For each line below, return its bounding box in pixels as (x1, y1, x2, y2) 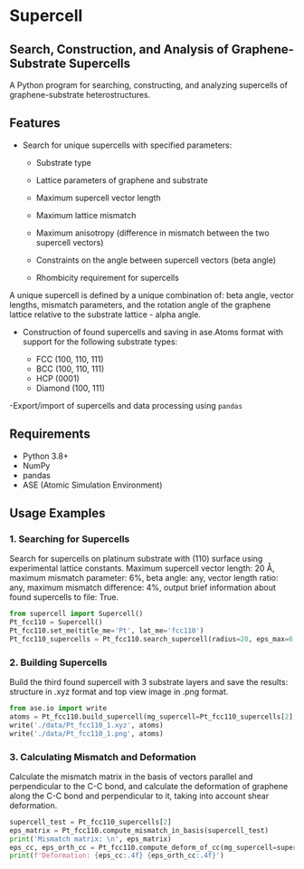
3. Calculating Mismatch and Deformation (9, 750, 196, 763)
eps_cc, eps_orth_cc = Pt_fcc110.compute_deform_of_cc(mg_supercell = (9, 843, 278, 852)
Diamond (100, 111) (35, 382, 106, 393)
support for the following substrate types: (22, 336, 178, 347)
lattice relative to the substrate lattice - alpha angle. (9, 309, 202, 320)
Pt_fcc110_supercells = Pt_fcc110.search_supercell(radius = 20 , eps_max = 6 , (9, 634, 298, 643)
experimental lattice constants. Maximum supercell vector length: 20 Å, (9, 563, 275, 574)
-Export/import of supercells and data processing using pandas (9, 400, 242, 410)
